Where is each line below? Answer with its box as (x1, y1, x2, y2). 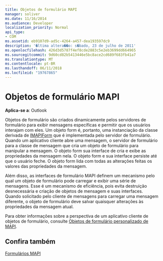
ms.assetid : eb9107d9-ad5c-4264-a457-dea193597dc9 (5, 39, 110, 44)
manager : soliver (5, 12, 40, 17)
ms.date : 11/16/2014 (5, 16, 47, 21)
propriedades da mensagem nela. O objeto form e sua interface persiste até (5, 153, 157, 158)
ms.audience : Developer (5, 20, 54, 26)
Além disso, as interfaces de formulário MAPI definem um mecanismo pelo (5, 173, 155, 178)
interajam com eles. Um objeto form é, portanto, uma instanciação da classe (5, 127, 158, 133)
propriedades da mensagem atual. (5, 204, 74, 209)
